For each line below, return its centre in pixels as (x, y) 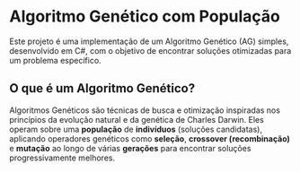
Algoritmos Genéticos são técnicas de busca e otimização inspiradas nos (145, 110)
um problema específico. (55, 60)
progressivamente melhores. (62, 158)
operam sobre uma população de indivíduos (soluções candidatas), (136, 129)
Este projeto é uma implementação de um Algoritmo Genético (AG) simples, (149, 41)
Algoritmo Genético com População (145, 17)
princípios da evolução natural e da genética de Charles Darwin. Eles (137, 119)
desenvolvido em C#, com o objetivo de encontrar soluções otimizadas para (150, 50)
